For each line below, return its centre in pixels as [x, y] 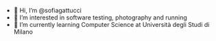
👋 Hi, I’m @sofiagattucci [48, 10]
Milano [23, 32]
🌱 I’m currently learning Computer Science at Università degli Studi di [111, 25]
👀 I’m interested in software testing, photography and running [100, 17]
